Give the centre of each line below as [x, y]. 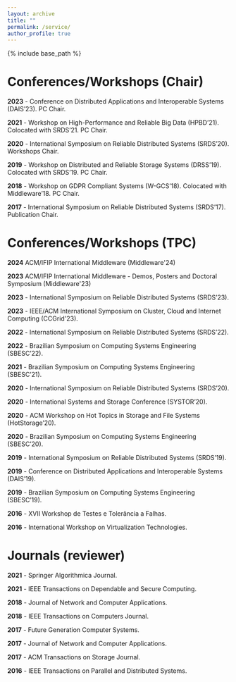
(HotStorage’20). [32, 423]
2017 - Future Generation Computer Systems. [73, 630]
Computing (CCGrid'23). [43, 318]
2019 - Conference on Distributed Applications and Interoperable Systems [115, 471]
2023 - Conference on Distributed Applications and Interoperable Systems [116, 101]
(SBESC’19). [25, 500]
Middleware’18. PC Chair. [43, 194]
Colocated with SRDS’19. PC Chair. [57, 173]
